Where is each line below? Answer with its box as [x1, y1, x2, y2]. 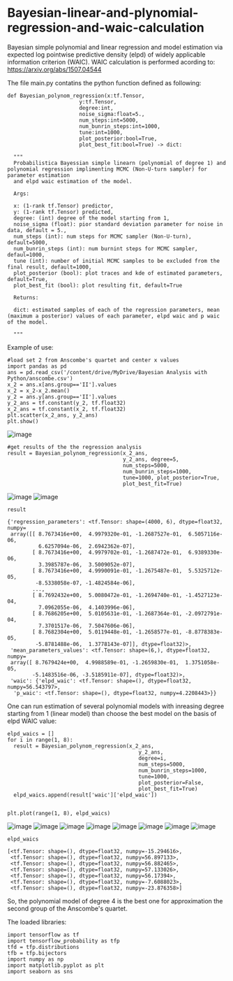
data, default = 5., [7, 227, 68, 234]
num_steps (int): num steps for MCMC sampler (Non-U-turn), [13, 233, 192, 240]
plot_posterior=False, [138, 779, 204, 786]
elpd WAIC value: [7, 717, 57, 725]
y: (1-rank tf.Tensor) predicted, [13, 208, 114, 215]
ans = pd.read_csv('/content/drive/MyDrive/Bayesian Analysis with [7, 368, 208, 375]
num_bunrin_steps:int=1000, [79, 122, 160, 130]
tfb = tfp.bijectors [7, 950, 68, 957]
